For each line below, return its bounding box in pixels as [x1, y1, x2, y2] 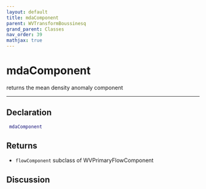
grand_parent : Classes [6, 26, 64, 32]
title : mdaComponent [6, 15, 59, 21]
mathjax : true [6, 37, 43, 43]
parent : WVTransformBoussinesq [6, 20, 86, 26]
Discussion [6, 174, 50, 185]
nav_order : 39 [6, 32, 43, 38]
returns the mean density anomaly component [6, 84, 124, 91]
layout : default [6, 9, 48, 15]
